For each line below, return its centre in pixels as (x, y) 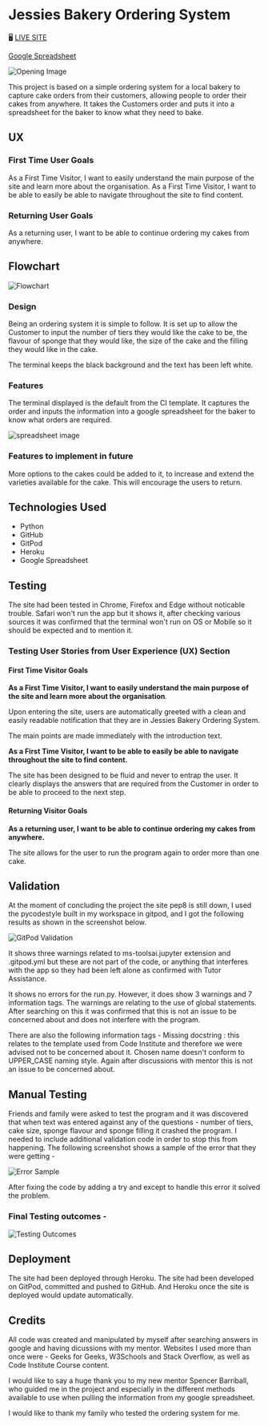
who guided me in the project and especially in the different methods (122, 1389)
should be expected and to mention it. (71, 630)
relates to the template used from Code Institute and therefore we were (125, 1044)
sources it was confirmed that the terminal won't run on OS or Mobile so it (130, 622)
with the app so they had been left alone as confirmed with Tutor (115, 970)
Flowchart (34, 267)
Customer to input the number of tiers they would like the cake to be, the (128, 333)
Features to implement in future (71, 456)
